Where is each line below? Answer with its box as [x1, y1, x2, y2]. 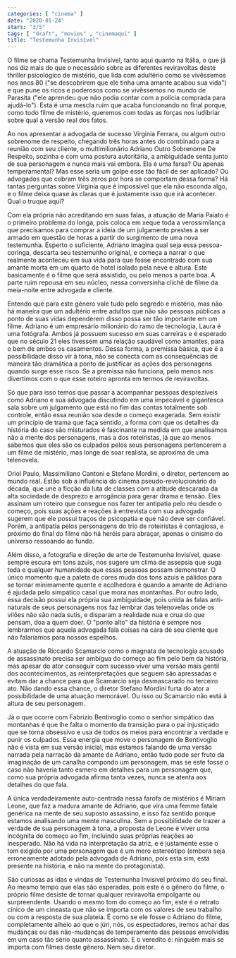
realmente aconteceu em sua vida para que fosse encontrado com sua [7, 256, 213, 265]
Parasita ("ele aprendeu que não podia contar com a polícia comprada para [7, 93, 226, 102]
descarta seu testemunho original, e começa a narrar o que [32, 249, 206, 257]
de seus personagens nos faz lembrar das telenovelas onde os [32, 603, 215, 611]
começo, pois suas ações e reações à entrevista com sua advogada [7, 507, 204, 515]
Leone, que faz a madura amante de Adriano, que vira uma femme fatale [7, 802, 218, 810]
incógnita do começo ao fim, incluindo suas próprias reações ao [7, 832, 194, 840]
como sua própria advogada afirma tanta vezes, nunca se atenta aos [7, 773, 206, 782]
